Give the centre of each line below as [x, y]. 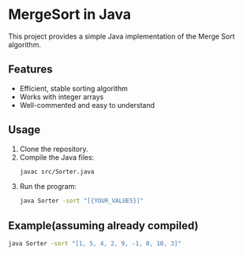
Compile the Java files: [57, 157]
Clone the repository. [54, 149]
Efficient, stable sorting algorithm [73, 88]
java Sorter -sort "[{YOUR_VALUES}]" [82, 201]
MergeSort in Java [70, 15]
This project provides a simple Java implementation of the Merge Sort [121, 36]
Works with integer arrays [62, 97]
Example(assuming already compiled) [103, 225]
